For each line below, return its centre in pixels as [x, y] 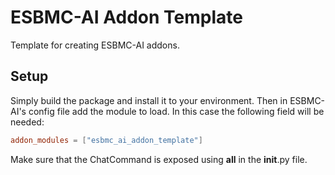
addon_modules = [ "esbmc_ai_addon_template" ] [106, 140]
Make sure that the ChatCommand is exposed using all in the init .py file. [159, 159]
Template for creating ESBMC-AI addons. [95, 45]
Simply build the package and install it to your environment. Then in [149, 100]
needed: [27, 122]
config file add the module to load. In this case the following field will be [176, 111]
